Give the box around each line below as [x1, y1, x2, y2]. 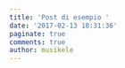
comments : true [9, 37, 66, 47]
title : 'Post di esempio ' [9, 12, 110, 22]
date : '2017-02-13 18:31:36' [9, 21, 118, 30]
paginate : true [9, 29, 66, 38]
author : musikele [9, 46, 74, 55]
